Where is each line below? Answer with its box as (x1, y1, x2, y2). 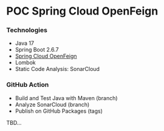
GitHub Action (6, 81, 49, 89)
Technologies (6, 26, 47, 35)
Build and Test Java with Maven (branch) (15, 94, 118, 101)
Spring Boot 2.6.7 (15, 46, 59, 53)
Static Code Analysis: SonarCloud (15, 65, 100, 73)
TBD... (6, 119, 22, 126)
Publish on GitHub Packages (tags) (15, 107, 103, 115)
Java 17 (15, 39, 35, 47)
